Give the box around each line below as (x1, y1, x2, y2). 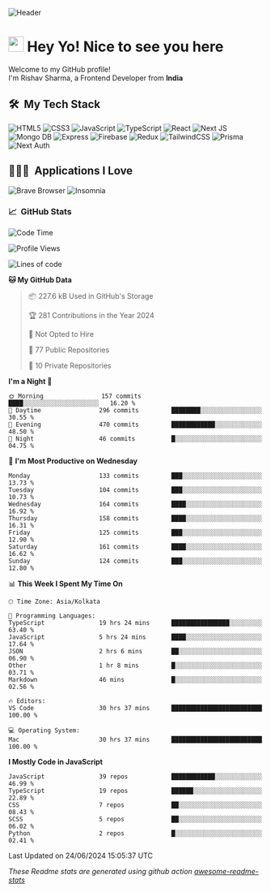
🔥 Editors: (8, 696, 46, 705)
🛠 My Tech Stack (8, 97, 101, 111)
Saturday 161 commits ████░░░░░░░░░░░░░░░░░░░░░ (8, 542, 263, 551)
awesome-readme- (193, 866, 259, 876)
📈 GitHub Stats (8, 206, 72, 218)
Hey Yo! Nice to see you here (27, 37, 224, 56)
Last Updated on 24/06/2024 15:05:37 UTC (8, 851, 154, 860)
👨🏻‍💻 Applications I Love (8, 164, 133, 178)
